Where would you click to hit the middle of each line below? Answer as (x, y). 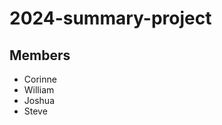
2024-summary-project (110, 18)
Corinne (40, 79)
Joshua (39, 100)
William (39, 90)
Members (40, 55)
